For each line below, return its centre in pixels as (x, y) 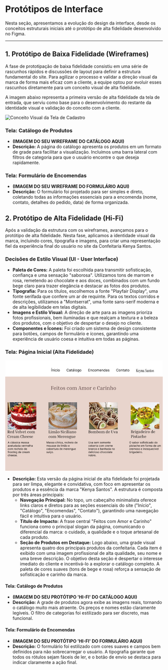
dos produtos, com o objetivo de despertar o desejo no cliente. (77, 323)
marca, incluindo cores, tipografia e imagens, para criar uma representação (83, 241)
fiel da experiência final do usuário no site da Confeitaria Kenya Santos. (79, 246)
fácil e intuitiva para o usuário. (51, 516)
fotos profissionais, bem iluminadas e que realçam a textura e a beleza (85, 318)
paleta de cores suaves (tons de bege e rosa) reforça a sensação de (90, 569)
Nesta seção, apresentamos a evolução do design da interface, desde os (80, 23)
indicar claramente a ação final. (45, 662)
